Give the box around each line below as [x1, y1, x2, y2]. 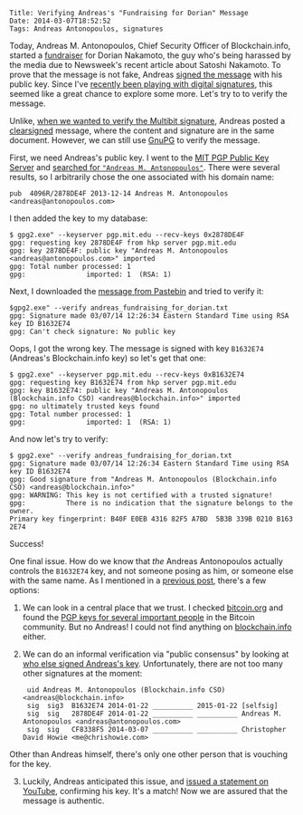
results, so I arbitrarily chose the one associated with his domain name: [9, 172, 274, 182]
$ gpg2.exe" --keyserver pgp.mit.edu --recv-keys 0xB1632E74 [9, 370, 245, 379]
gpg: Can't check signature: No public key [9, 327, 176, 336]
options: [9, 585, 41, 595]
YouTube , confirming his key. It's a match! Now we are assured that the [22, 786, 288, 796]
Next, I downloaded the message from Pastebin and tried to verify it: [9, 286, 264, 296]
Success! [9, 539, 44, 549]
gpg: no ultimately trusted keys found [9, 402, 160, 411]
